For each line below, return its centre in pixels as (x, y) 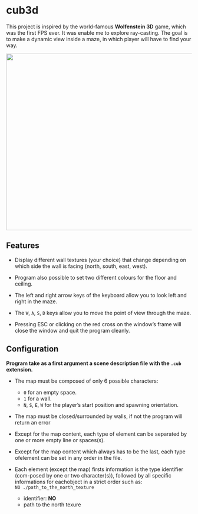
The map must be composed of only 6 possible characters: (86, 381)
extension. (20, 369)
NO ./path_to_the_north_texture (54, 487)
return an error (32, 422)
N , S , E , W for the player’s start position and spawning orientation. (101, 404)
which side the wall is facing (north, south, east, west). (81, 266)
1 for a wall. (37, 399)
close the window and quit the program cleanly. (72, 330)
